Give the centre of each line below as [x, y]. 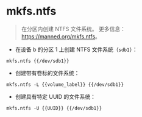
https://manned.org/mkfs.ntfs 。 [61, 36]
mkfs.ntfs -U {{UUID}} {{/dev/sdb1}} [54, 108]
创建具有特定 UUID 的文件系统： [55, 96]
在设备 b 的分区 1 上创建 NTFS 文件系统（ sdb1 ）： [76, 49]
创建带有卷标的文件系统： [47, 73]
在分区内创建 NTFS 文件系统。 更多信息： [73, 29]
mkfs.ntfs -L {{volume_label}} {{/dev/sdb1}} [65, 84]
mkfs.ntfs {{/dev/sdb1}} [38, 61]
